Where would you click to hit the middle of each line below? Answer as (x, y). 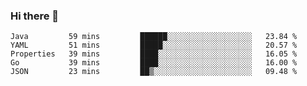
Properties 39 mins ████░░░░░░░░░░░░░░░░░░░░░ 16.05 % (154, 54)
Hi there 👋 (35, 16)
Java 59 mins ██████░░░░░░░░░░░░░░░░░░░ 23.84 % (154, 37)
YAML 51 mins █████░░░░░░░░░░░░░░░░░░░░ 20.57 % (154, 45)
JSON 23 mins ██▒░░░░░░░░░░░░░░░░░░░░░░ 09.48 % (154, 72)
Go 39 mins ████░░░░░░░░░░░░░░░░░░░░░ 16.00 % (154, 63)
